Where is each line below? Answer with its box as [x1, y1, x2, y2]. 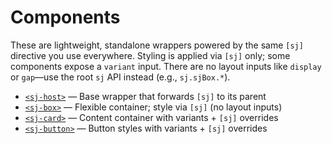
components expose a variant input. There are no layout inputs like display [10, 60, 322, 72]
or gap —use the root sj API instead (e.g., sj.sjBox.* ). [10, 71, 231, 83]
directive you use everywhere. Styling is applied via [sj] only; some [10, 49, 291, 61]
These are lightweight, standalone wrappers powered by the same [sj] [10, 39, 304, 51]
